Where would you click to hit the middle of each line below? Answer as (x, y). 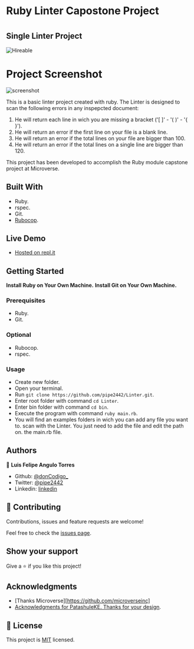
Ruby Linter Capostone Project (83, 11)
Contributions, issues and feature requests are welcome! (75, 521)
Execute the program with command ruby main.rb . (76, 413)
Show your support (42, 552)
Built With (24, 187)
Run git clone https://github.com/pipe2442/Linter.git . (84, 395)
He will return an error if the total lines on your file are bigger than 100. (100, 138)
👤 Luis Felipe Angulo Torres (40, 465)
